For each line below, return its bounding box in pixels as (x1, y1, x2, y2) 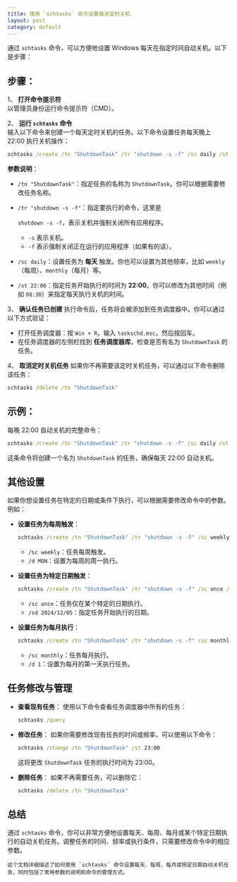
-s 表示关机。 (28, 234, 68, 242)
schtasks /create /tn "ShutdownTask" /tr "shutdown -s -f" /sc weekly (17, 534, 230, 541)
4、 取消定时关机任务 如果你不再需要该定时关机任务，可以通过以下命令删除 (7, 362, 225, 370)
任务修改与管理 (7, 682, 73, 694)
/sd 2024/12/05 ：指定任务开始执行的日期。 (28, 608, 153, 616)
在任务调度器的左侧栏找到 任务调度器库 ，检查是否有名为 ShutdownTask (17, 338, 220, 346)
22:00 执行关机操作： (7, 137, 70, 145)
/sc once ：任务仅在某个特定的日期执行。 (28, 600, 147, 608)
